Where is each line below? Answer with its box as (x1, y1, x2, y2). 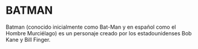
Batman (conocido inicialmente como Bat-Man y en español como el (5, 23, 176, 30)
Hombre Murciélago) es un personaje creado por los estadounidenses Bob (5, 29, 192, 36)
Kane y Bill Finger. (5, 36, 51, 43)
